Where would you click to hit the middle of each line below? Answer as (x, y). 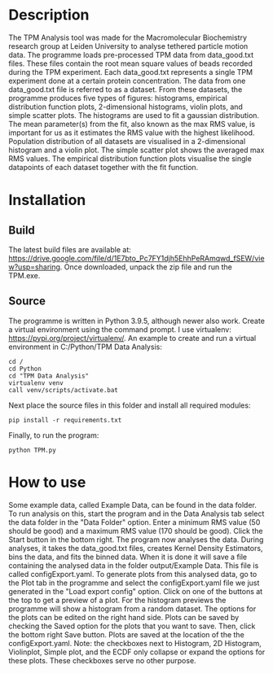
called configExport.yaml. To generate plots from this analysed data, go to (133, 574)
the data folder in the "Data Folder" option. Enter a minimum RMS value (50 (134, 522)
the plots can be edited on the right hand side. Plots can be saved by (124, 617)
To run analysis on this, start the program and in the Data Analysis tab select (136, 513)
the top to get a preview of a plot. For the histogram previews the (117, 600)
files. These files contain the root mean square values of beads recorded (130, 63)
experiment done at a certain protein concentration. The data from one (127, 81)
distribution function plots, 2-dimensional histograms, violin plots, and (125, 107)
